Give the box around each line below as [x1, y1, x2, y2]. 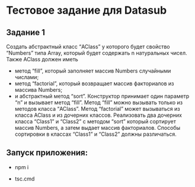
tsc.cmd [14, 175, 35, 182]
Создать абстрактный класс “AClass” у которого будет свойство [6, 43, 170, 50]
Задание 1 [6, 27, 46, 38]
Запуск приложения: [6, 148, 88, 158]
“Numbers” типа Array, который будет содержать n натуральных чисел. [6, 49, 188, 57]
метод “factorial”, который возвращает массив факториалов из [14, 80, 174, 87]
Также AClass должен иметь [6, 56, 78, 63]
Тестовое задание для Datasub [6, 4, 167, 17]
